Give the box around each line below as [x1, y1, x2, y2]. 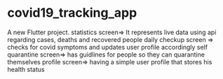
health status [7, 65, 45, 73]
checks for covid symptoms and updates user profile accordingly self [7, 43, 208, 51]
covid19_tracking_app [7, 5, 137, 21]
